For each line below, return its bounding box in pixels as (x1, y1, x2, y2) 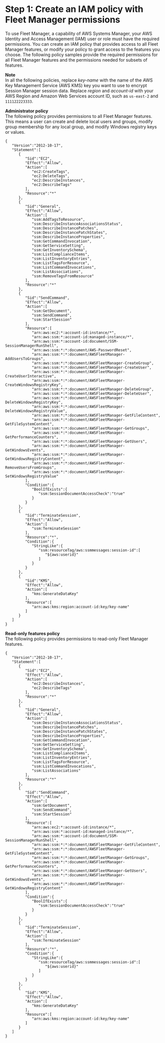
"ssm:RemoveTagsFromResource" (31, 274, 94, 279)
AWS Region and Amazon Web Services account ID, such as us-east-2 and (5, 93, 159, 99)
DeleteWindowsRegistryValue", (5, 408, 68, 413)
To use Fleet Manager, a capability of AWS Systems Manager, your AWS (5, 30, 153, 36)
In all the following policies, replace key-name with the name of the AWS (5, 77, 153, 83)
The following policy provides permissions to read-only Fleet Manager (5, 636, 149, 642)
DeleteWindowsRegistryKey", (5, 399, 63, 405)
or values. (5, 129, 26, 135)
